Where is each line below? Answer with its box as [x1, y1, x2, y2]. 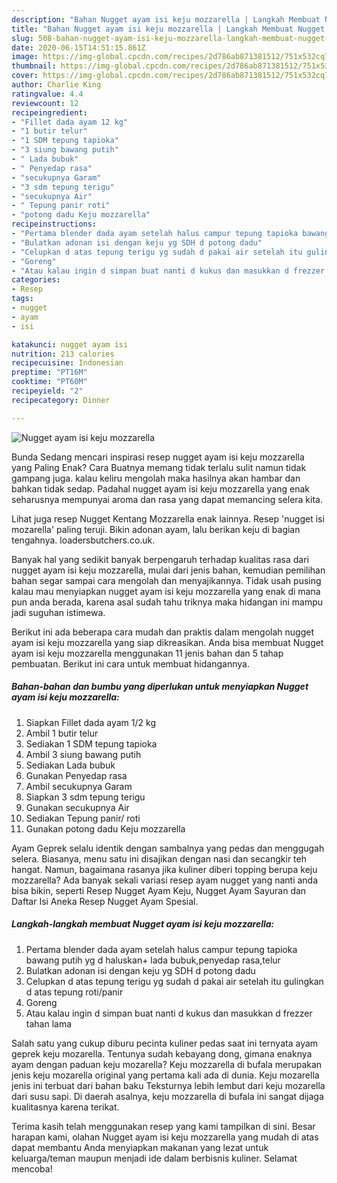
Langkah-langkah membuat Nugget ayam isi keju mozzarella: [11, 918, 275, 930]
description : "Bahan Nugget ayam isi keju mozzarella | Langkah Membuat [11, 14, 321, 25]
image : [11, 52, 39, 62]
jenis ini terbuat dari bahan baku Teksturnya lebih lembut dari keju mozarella [11, 1079, 326, 1091]
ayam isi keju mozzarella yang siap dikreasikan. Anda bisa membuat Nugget [11, 636, 324, 648]
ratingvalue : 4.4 [11, 89, 84, 99]
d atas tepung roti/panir [25, 986, 124, 998]
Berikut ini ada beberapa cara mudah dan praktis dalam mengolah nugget [11, 626, 315, 638]
